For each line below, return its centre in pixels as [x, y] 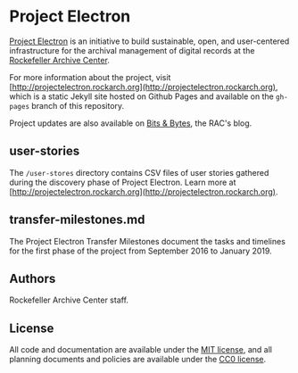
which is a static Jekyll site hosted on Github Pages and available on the [141, 96]
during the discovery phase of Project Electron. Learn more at [123, 182]
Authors [33, 278]
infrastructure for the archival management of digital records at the [132, 50]
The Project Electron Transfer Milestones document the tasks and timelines [147, 241]
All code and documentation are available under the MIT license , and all [141, 350]
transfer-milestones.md [77, 220]
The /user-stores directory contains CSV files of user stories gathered [139, 172]
